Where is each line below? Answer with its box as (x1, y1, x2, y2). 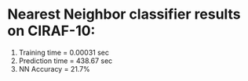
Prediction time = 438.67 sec (18, 56, 113, 65)
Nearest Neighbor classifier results (7, 5, 241, 23)
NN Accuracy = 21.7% (18, 64, 91, 73)
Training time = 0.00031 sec (18, 48, 110, 57)
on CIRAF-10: (7, 22, 96, 40)
